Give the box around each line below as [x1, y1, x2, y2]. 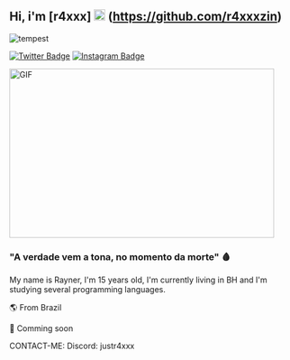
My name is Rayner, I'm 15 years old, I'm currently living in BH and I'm [9, 274, 267, 285]
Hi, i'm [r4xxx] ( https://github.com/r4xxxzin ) [9, 9, 282, 24]
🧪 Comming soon [9, 323, 74, 334]
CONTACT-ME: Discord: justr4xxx [9, 340, 135, 352]
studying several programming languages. [9, 284, 167, 295]
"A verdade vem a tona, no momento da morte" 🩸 [9, 250, 231, 263]
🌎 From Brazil [9, 302, 62, 313]
